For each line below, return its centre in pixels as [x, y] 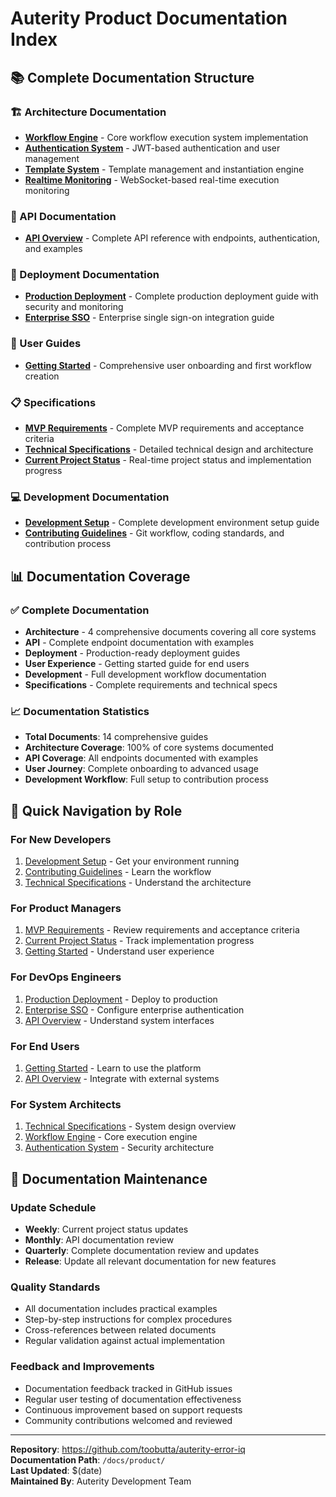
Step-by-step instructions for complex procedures [128, 1319]
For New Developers [61, 839]
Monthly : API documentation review [99, 1239]
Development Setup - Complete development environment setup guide [172, 523]
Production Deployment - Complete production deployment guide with [171, 296]
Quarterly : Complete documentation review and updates [142, 1250]
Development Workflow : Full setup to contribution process [146, 779]
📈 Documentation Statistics [80, 711]
